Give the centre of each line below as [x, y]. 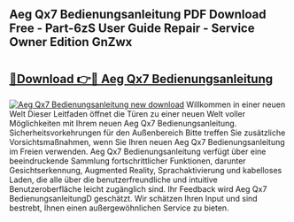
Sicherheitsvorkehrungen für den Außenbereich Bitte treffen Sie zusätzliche [147, 133]
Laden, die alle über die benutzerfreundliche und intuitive [114, 180]
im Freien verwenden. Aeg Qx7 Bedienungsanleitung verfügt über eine [138, 151]
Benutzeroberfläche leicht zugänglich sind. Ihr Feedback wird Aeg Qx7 [138, 189]
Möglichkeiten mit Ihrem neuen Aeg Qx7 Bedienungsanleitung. [123, 123]
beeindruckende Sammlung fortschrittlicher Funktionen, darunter [128, 161]
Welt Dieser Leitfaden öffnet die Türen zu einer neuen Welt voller [128, 114]
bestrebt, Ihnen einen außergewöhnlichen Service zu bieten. [119, 208]
